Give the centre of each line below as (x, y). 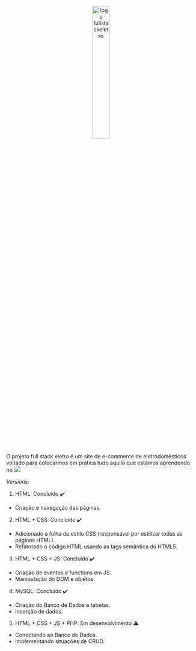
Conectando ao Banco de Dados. (56, 635)
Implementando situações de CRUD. (60, 641)
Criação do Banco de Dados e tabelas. (63, 605)
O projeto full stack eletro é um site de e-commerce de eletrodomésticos (96, 456)
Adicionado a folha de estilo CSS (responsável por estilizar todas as (99, 534)
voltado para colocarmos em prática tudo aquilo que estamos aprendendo (98, 463)
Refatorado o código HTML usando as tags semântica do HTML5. (96, 547)
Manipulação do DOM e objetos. (55, 579)
